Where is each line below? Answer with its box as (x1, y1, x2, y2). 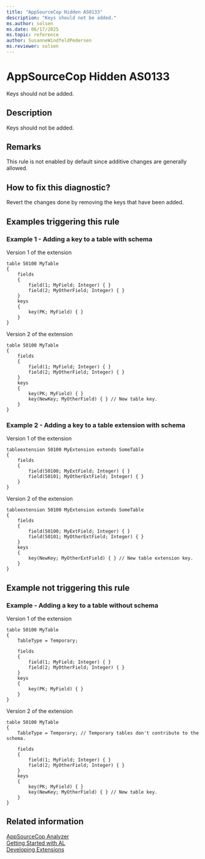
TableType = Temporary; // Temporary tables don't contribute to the (17, 730, 199, 736)
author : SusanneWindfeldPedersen (6, 37, 92, 44)
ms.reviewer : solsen (6, 44, 60, 50)
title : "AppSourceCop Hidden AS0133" (6, 9, 103, 15)
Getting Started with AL (6, 839, 66, 847)
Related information (6, 817, 84, 827)
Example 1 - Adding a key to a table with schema (6, 234, 153, 243)
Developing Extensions (6, 846, 64, 853)
